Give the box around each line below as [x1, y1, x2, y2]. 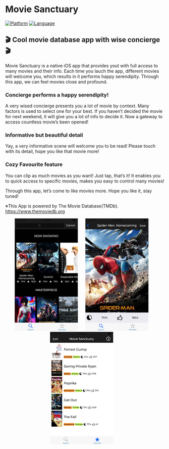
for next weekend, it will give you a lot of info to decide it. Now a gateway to [5, 114, 163, 120]
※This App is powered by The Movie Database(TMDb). [5, 203, 119, 209]
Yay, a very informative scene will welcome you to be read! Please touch [5, 143, 156, 149]
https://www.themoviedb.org [5, 208, 65, 214]
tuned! [5, 193, 19, 199]
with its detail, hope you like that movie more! [5, 148, 99, 155]
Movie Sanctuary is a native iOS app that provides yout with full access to [5, 62, 158, 69]
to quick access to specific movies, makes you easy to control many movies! [5, 178, 164, 184]
